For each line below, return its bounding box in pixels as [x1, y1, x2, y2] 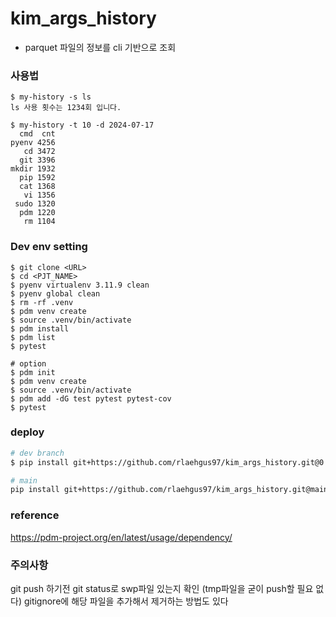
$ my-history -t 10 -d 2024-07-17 [10, 120, 155, 131]
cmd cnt [19, 129, 56, 139]
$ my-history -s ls [10, 92, 92, 102]
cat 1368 [19, 182, 56, 192]
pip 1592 [19, 173, 56, 183]
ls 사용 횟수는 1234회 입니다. [10, 103, 122, 113]
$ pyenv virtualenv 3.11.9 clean [10, 280, 150, 290]
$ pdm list [10, 332, 56, 342]
